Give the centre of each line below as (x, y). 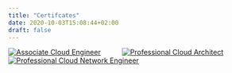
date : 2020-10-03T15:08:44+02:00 (64, 23)
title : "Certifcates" (44, 15)
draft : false (30, 30)
